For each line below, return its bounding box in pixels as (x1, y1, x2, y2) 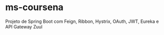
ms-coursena (5, 2, 63, 13)
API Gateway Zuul (5, 23, 43, 29)
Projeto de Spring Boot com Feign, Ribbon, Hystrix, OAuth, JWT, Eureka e (5, 18, 159, 24)
